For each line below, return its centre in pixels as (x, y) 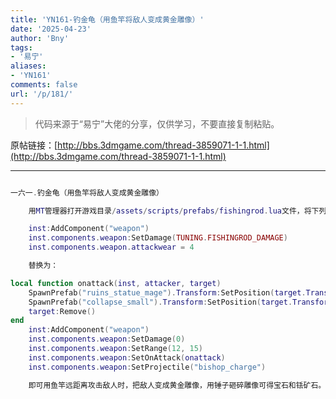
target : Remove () (62, 311)
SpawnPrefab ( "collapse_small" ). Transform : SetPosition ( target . (160, 302)
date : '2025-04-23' (51, 29)
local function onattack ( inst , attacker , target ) (116, 283)
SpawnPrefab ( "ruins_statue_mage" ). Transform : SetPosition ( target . (167, 292)
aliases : (28, 66)
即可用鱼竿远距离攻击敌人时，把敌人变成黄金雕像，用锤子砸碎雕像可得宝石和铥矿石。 (177, 385)
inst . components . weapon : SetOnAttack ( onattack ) (127, 357)
